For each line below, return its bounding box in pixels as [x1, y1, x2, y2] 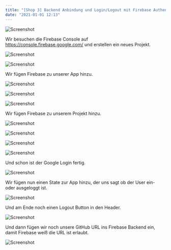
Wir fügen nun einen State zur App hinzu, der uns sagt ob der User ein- [5, 179, 155, 185]
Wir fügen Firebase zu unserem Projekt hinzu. [5, 110, 102, 116]
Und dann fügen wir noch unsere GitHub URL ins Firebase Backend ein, [5, 224, 155, 230]
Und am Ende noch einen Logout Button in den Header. [5, 204, 121, 210]
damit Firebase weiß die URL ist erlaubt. [5, 229, 89, 235]
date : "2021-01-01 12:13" [5, 12, 60, 17]
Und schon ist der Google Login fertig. [5, 160, 85, 166]
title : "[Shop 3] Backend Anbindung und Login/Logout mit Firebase [5, 7, 152, 13]
